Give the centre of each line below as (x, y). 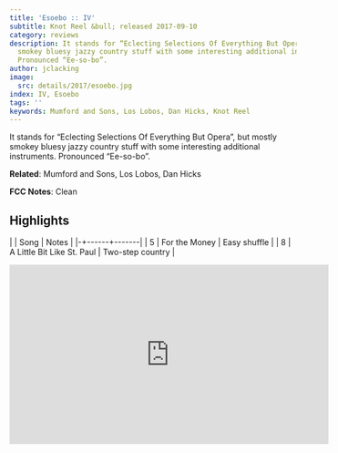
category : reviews (44, 35)
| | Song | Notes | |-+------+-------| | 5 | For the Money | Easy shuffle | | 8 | (150, 242)
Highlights (40, 220)
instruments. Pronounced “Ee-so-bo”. (80, 157)
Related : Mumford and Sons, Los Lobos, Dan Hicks (106, 174)
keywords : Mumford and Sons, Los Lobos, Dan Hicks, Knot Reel (130, 111)
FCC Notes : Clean (43, 191)
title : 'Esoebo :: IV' (52, 18)
